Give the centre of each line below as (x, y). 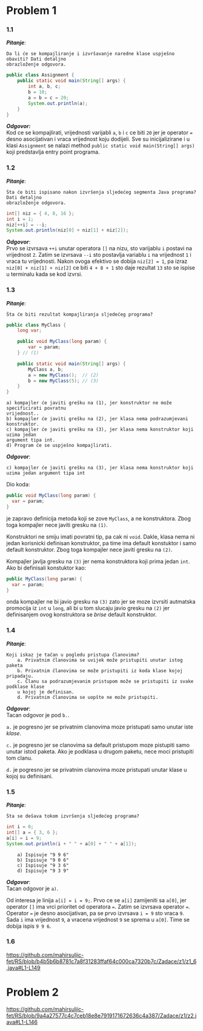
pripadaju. (20, 676)
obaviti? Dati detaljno (36, 59)
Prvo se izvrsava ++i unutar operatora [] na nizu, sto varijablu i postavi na (99, 248)
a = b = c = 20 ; (48, 98)
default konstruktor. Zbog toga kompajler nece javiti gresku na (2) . (89, 550)
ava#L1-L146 (22, 1022)
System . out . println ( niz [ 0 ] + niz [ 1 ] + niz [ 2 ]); (68, 230)
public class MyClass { (36, 325)
